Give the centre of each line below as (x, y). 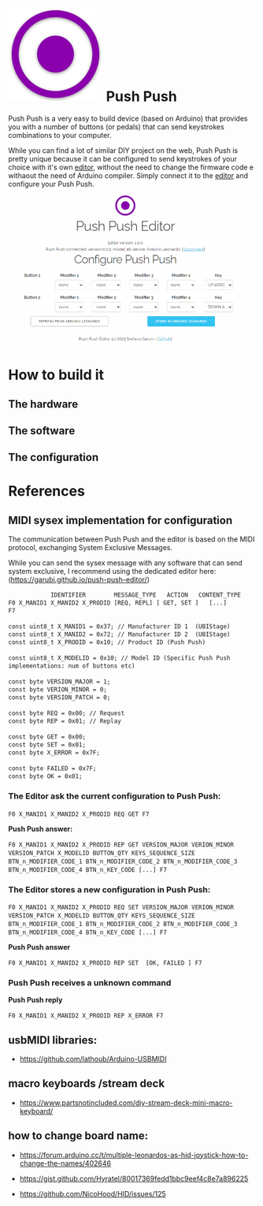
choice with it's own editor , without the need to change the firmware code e (131, 167)
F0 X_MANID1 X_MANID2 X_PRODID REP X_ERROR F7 (86, 1016)
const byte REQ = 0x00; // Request (67, 713)
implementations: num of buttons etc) (72, 666)
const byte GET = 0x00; (47, 737)
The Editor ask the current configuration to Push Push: (115, 796)
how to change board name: (78, 1136)
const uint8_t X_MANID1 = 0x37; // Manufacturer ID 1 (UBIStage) (119, 627)
